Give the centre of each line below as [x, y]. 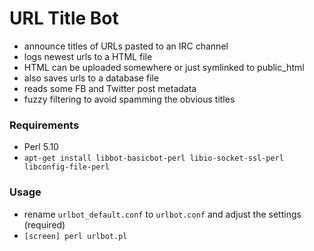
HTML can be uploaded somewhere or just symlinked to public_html [164, 67]
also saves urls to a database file [91, 78]
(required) [44, 224]
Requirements [44, 125]
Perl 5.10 [41, 147]
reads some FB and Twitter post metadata [110, 88]
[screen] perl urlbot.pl [75, 236]
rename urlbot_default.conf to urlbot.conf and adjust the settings [162, 214]
